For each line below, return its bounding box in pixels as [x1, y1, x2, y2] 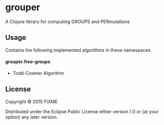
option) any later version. [5, 114, 58, 120]
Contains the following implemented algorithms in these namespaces [5, 47, 151, 53]
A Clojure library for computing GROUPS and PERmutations [5, 18, 130, 25]
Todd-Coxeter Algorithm [12, 70, 64, 76]
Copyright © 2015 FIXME [5, 98, 58, 105]
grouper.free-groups [5, 58, 51, 65]
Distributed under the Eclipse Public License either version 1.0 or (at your [5, 108, 159, 114]
